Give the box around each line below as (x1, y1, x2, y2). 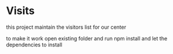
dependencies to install (6, 41, 63, 48)
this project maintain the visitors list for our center (6, 23, 127, 31)
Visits (6, 4, 35, 18)
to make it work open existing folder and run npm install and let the (6, 35, 168, 42)
